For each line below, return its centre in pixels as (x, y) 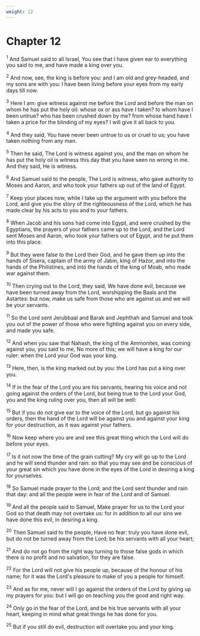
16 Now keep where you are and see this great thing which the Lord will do (98, 437)
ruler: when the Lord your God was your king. (62, 355)
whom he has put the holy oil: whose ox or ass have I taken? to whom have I (100, 109)
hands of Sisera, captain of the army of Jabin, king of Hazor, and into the (96, 261)
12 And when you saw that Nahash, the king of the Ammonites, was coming (99, 342)
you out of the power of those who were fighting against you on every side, (99, 324)
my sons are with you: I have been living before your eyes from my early (95, 84)
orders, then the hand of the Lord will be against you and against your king (98, 419)
